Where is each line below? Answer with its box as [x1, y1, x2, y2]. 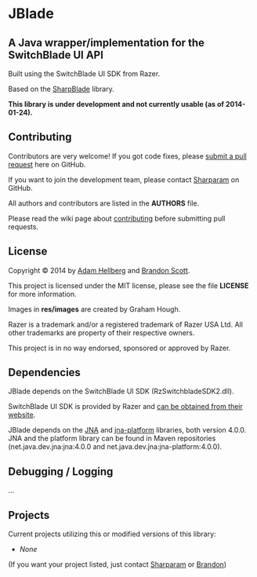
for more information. [8, 289, 77, 298]
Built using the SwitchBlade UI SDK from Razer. [8, 69, 161, 79]
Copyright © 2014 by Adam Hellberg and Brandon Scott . [8, 265, 190, 275]
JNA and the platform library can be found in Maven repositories [8, 433, 216, 444]
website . [8, 410, 36, 420]
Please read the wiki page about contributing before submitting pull [8, 214, 226, 223]
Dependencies [8, 366, 81, 379]
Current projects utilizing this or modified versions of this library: [8, 529, 217, 539]
